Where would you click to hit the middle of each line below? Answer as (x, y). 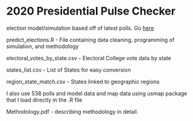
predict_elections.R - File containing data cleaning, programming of (90, 40)
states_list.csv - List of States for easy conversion (69, 70)
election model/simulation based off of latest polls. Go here (80, 28)
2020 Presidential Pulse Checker (91, 11)
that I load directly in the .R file (44, 100)
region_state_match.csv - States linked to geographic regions (83, 81)
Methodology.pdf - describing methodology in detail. (72, 111)
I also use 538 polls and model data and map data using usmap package (97, 93)
